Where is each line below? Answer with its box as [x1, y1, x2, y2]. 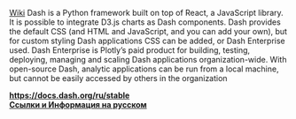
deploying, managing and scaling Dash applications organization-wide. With [9, 55, 287, 64]
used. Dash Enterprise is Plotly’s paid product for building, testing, [9, 45, 251, 56]
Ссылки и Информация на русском [9, 100, 148, 109]
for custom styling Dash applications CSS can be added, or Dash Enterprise [9, 35, 285, 46]
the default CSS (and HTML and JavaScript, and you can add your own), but [9, 26, 288, 36]
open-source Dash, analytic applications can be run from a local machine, [9, 63, 279, 74]
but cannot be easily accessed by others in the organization [9, 73, 228, 83]
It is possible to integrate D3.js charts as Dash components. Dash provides [9, 17, 281, 27]
